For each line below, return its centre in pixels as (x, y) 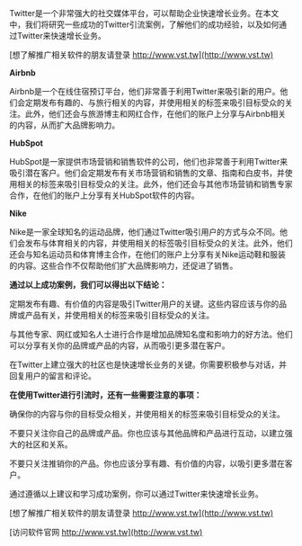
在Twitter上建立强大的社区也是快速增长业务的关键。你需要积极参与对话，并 (148, 364)
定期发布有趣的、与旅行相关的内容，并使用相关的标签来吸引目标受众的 (155, 103)
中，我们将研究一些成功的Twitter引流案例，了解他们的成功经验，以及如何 (144, 24)
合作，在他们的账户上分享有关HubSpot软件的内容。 (104, 195)
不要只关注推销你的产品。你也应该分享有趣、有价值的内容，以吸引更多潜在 (147, 463)
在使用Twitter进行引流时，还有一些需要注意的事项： (106, 395)
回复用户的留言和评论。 (53, 376)
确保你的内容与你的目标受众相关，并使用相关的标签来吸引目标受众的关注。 (147, 414)
